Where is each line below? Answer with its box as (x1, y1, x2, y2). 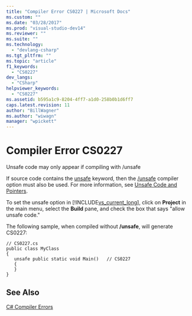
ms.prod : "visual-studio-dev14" (6, 25, 86, 31)
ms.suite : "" (6, 36, 38, 42)
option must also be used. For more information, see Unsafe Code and (6, 181, 177, 188)
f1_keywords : (6, 63, 38, 70)
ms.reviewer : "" (6, 31, 46, 37)
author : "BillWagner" (6, 107, 60, 113)
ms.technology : (6, 42, 44, 48)
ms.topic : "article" (6, 58, 57, 64)
